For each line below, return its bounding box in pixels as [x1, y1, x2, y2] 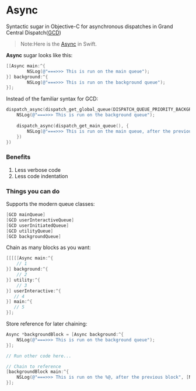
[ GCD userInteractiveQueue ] [6, 217, 75, 223]
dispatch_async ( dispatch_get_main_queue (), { [16, 123, 129, 129]
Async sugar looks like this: [6, 51, 73, 58]
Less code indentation [14, 172, 68, 179]
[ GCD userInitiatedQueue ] [6, 223, 69, 229]
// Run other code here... [6, 353, 72, 359]
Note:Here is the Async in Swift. [20, 40, 97, 47]
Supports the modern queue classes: [6, 200, 95, 207]
